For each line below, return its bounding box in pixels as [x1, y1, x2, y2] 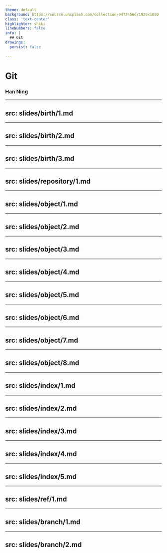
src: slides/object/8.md [5, 359, 80, 367]
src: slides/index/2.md [5, 404, 77, 413]
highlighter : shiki [5, 21, 46, 26]
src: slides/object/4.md [5, 268, 80, 276]
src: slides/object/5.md [5, 290, 80, 299]
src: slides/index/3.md [5, 427, 77, 435]
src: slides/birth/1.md [5, 109, 74, 117]
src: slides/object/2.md [5, 223, 80, 231]
